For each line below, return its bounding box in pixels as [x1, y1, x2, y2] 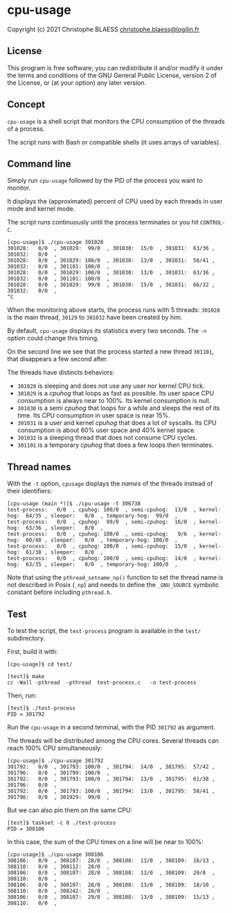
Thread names [7, 461, 71, 472]
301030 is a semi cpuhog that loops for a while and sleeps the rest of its [17, 404, 220, 412]
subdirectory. [7, 634, 46, 642]
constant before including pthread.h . [7, 588, 112, 596]
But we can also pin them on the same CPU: [7, 806, 133, 814]
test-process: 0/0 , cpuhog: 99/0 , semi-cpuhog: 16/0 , [7, 518, 197, 526]
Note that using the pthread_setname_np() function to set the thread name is [7, 573, 224, 582]
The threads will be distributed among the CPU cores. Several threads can [7, 737, 220, 745]
